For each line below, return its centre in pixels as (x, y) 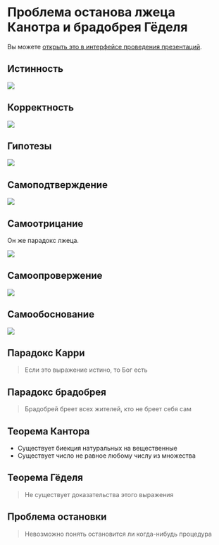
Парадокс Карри (46, 353)
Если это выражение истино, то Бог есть (86, 370)
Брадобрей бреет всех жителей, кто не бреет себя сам (108, 409)
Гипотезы (30, 146)
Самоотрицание (45, 224)
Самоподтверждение (57, 185)
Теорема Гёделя (45, 478)
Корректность (40, 107)
